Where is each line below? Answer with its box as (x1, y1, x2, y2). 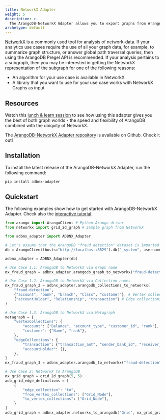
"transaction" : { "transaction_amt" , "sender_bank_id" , (23, 342, 137, 347)
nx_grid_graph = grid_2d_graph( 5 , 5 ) (5, 374, 82, 379)
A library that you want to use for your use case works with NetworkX (12, 79, 153, 86)
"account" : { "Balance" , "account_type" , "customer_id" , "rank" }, (23, 324, 160, 329)
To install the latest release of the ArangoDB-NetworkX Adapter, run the (5, 164, 150, 170)
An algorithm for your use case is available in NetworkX (12, 75, 125, 80)
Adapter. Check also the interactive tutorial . (5, 211, 93, 217)
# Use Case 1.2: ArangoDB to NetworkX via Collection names (5, 278, 131, 284)
